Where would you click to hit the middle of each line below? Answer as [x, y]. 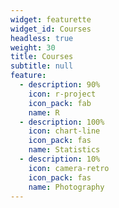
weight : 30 [33, 47]
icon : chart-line [64, 131]
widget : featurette [51, 19]
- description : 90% [60, 85]
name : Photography [66, 187]
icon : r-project [62, 94]
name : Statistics [64, 150]
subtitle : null [42, 66]
